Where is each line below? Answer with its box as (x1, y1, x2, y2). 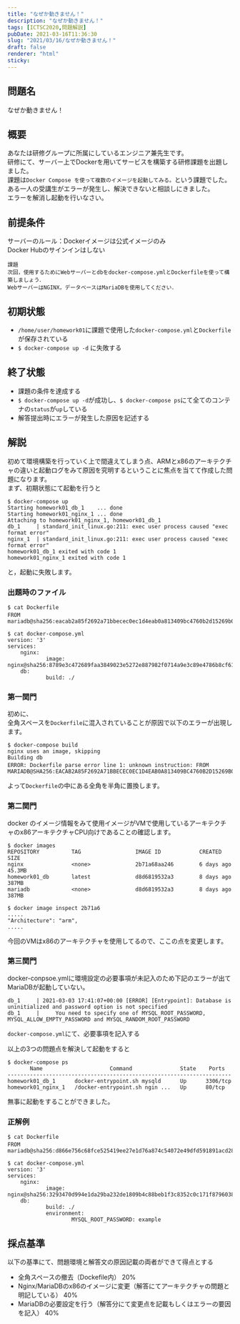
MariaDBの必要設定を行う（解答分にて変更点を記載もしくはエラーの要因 (17, 1299, 231, 1308)
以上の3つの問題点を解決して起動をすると (7, 1044, 131, 1053)
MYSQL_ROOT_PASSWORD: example (71, 1216, 161, 1223)
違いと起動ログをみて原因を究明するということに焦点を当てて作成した (19, 465, 226, 474)
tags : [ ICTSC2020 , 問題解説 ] (7, 24, 87, 31)
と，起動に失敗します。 (7, 568, 76, 576)
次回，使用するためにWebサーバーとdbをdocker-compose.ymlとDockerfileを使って (7, 269, 225, 276)
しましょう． (12, 277, 45, 284)
